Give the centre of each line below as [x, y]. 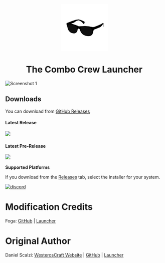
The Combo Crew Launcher [84, 70]
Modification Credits [49, 207]
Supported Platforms [28, 167]
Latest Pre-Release [26, 146]
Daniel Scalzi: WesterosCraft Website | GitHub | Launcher [64, 255]
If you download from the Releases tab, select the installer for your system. [83, 177]
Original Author [38, 241]
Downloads [23, 99]
